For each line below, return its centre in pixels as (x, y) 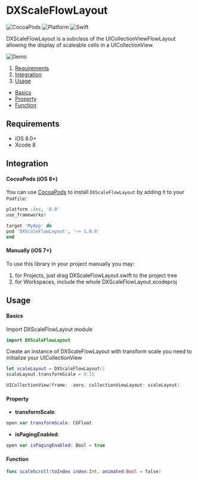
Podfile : (16, 199)
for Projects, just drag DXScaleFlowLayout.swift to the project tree (96, 275)
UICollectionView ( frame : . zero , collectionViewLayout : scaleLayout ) (93, 385)
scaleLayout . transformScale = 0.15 (50, 375)
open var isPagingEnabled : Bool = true (56, 446)
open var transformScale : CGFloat (49, 423)
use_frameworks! (26, 215)
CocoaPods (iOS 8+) (32, 179)
